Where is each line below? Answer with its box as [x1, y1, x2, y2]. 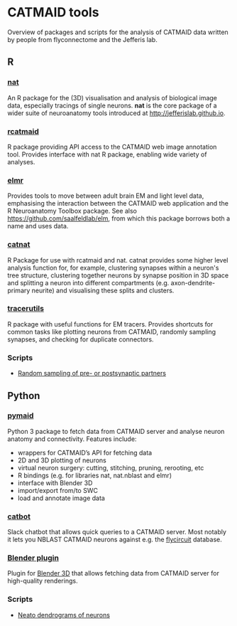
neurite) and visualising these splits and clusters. [31, 286, 175, 295]
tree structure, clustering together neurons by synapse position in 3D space [7, 271, 229, 280]
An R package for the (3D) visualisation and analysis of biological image [7, 93, 218, 102]
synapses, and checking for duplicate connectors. [7, 335, 154, 344]
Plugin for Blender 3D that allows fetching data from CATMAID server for [7, 569, 220, 578]
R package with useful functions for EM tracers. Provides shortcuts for [7, 319, 214, 328]
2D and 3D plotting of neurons [17, 456, 106, 465]
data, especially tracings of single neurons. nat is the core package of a [7, 101, 218, 110]
